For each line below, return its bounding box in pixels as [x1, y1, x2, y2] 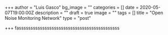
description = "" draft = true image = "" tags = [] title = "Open [35, 10, 163, 16]
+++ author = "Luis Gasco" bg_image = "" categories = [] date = [5, 5, 139, 10]
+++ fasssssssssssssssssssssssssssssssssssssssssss [5, 25, 120, 31]
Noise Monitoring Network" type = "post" [5, 15, 92, 21]
